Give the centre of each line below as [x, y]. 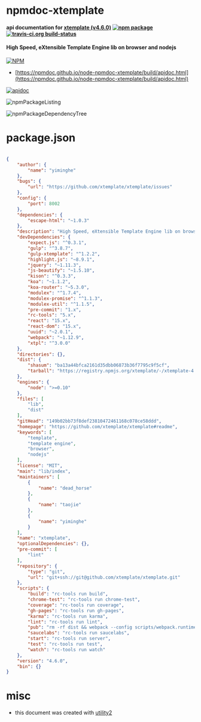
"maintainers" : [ [39, 477]
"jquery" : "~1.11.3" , [55, 265]
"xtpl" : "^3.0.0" [49, 343]
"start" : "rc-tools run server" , [69, 639]
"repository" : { [37, 566]
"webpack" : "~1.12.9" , [56, 337]
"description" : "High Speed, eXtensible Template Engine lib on [99, 231]
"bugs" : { [29, 181]
